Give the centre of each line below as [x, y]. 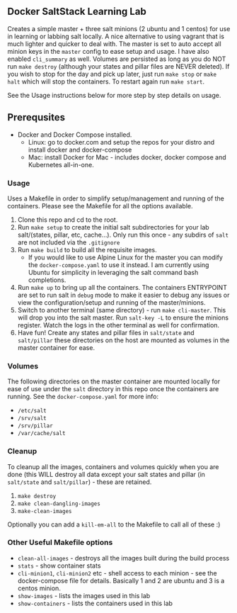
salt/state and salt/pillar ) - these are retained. [80, 482]
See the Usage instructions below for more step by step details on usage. [114, 95]
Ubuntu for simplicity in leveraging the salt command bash [113, 272]
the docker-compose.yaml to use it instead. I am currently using [118, 264]
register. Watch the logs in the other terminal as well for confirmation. [118, 325]
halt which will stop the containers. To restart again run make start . [106, 81]
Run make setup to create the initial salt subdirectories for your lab [114, 227]
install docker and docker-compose [80, 150]
